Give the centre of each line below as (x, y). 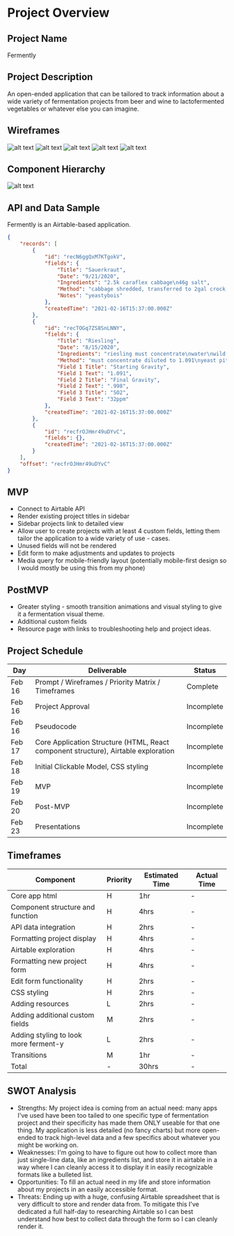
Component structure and (53, 907)
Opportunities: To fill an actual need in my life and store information (114, 1182)
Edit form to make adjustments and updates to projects (96, 553)
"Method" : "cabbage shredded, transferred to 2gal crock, (143, 289)
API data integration (43, 927)
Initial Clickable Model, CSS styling (92, 767)
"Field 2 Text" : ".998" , (93, 386)
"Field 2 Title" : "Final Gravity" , (108, 380)
